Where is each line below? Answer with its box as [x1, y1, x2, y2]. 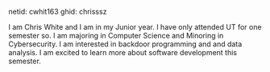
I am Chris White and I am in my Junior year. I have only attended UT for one [8, 22, 262, 31]
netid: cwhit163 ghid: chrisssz [8, 7, 107, 16]
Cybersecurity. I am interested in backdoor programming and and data [8, 39, 243, 49]
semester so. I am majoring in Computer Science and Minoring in [8, 31, 224, 40]
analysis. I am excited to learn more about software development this [8, 48, 238, 57]
